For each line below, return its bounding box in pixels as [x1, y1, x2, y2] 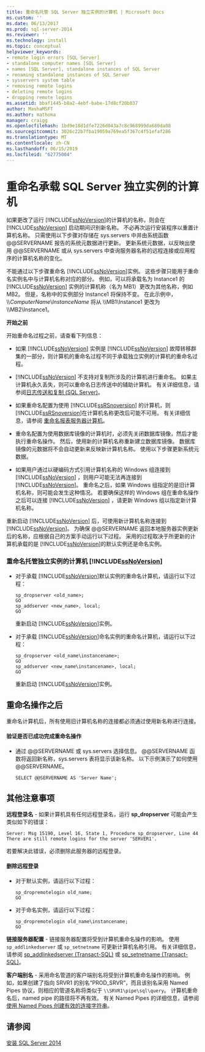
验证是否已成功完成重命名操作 [6, 733, 81, 740]
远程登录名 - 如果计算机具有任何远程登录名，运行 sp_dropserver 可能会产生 [6, 810, 198, 818]
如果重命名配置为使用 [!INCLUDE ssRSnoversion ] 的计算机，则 [15, 402, 171, 409]
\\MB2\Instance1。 [6, 306, 53, 313]
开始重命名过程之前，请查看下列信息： [6, 332, 103, 339]
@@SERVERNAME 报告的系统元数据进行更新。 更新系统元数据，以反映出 [6, 240, 190, 247]
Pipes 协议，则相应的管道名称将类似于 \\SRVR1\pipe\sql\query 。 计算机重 [6, 986, 193, 994]
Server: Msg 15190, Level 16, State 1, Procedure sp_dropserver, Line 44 [6, 830, 199, 836]
